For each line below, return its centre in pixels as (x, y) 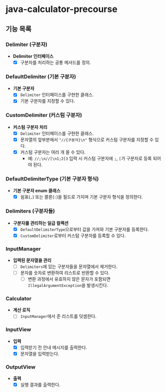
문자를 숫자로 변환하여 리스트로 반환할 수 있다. (65, 272)
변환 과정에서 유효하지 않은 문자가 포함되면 (69, 279)
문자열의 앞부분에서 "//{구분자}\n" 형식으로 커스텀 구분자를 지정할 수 (87, 139)
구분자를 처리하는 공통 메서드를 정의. (56, 62)
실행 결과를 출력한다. (40, 385)
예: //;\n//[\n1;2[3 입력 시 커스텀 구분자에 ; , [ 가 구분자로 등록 (90, 158)
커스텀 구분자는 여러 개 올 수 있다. (53, 152)
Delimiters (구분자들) (30, 211)
